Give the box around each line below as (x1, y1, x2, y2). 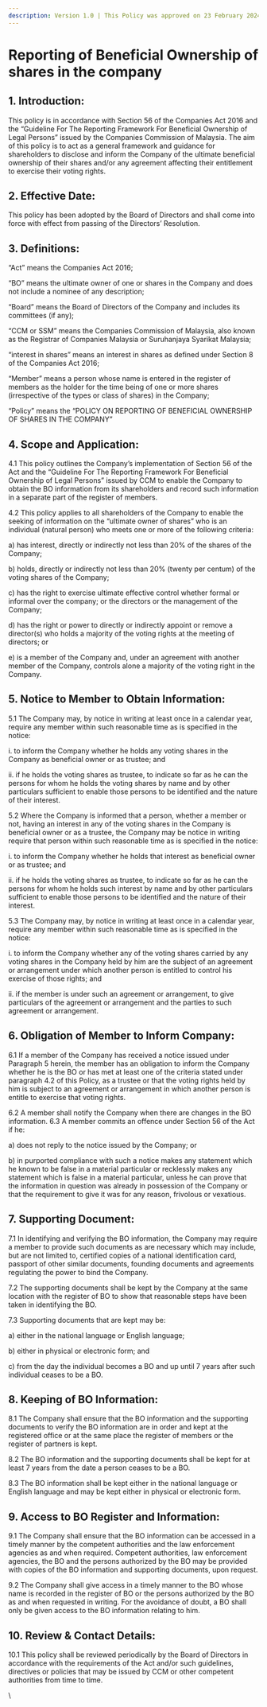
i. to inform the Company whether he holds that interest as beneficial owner (8, 851, 256, 861)
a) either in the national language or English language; (8, 1330, 185, 1340)
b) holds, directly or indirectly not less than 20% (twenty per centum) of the (8, 564, 256, 574)
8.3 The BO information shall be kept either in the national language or (8, 1479, 238, 1488)
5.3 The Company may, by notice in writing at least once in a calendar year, (8, 916, 255, 925)
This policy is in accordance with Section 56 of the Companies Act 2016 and (8, 115, 258, 125)
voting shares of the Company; (8, 573, 110, 582)
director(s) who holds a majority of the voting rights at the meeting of (8, 629, 234, 639)
